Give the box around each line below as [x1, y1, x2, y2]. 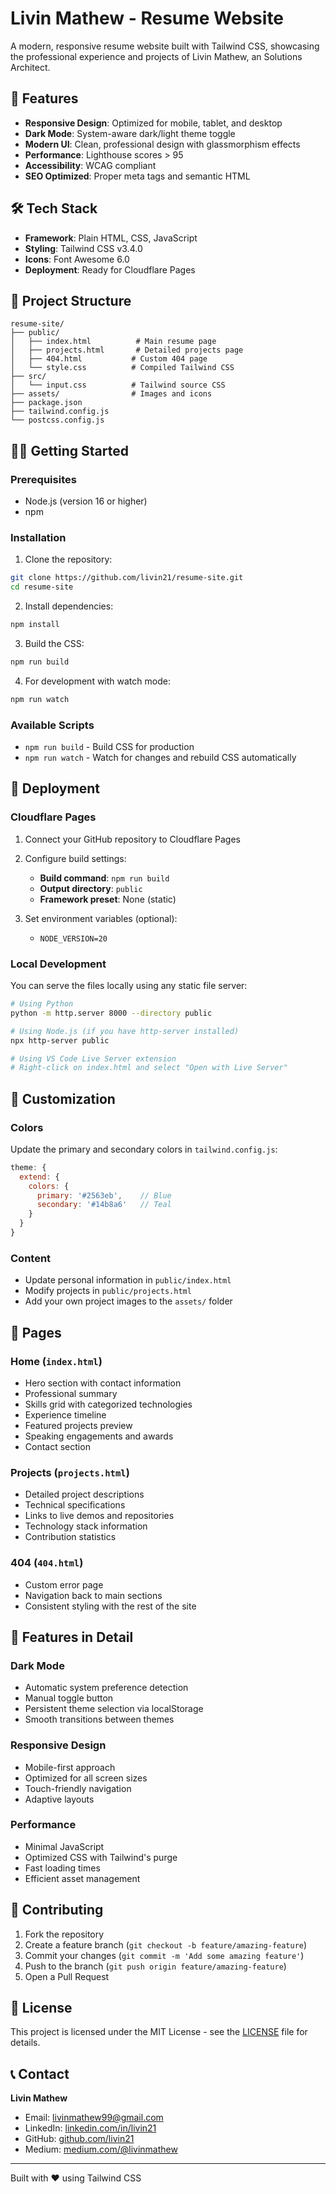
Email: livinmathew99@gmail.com [24, 2112, 164, 2124]
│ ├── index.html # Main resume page [10, 337, 217, 347]
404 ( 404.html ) [10, 1556, 84, 1570]
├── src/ [10, 372, 47, 382]
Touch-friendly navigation [24, 1782, 132, 1794]
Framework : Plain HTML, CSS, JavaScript [24, 232, 198, 244]
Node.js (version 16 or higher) [24, 495, 148, 507]
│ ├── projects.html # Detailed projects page [10, 345, 244, 356]
